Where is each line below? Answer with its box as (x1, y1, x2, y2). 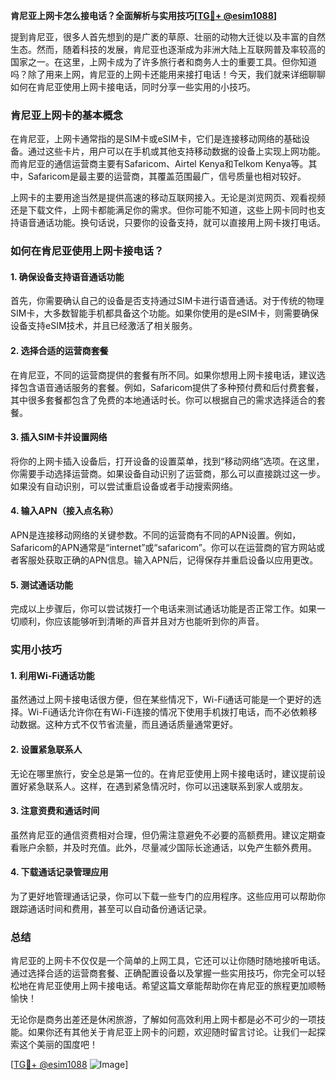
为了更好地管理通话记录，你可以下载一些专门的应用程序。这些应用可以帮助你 (10, 890, 326, 902)
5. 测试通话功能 (10, 579, 73, 591)
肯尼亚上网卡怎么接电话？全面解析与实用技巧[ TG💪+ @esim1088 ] (10, 10, 278, 21)
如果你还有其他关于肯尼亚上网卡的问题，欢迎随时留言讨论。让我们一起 (27, 1026, 317, 1038)
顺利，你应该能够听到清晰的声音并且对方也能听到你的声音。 (18, 615, 265, 628)
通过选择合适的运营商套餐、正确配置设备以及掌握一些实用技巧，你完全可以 (10, 967, 317, 979)
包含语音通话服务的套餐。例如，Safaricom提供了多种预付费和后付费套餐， (18, 381, 325, 393)
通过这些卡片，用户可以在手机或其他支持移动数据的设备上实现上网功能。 (27, 145, 326, 158)
